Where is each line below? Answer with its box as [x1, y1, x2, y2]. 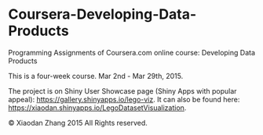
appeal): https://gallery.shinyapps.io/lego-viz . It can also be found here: [8, 94, 240, 104]
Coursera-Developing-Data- [8, 5, 197, 23]
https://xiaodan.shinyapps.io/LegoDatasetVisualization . [8, 103, 187, 112]
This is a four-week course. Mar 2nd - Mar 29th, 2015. [8, 71, 184, 80]
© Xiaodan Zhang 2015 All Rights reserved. [8, 118, 148, 127]
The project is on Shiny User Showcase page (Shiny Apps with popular [8, 86, 237, 95]
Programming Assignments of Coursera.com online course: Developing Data [8, 48, 256, 57]
